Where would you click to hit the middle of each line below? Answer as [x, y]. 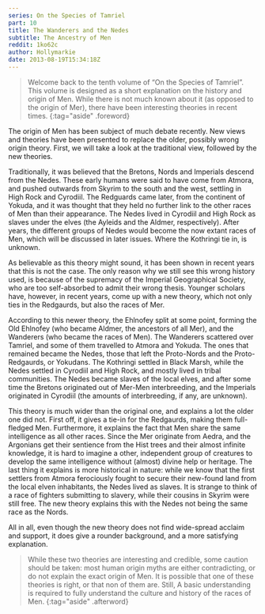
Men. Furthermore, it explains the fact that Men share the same [138, 427]
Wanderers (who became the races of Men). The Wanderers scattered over [131, 336]
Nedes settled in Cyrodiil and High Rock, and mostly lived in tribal [115, 370]
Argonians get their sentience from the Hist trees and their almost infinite [127, 445]
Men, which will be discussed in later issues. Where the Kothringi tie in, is [128, 239]
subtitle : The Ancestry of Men [60, 38]
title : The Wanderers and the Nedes [68, 30]
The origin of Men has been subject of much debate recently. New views [127, 131]
